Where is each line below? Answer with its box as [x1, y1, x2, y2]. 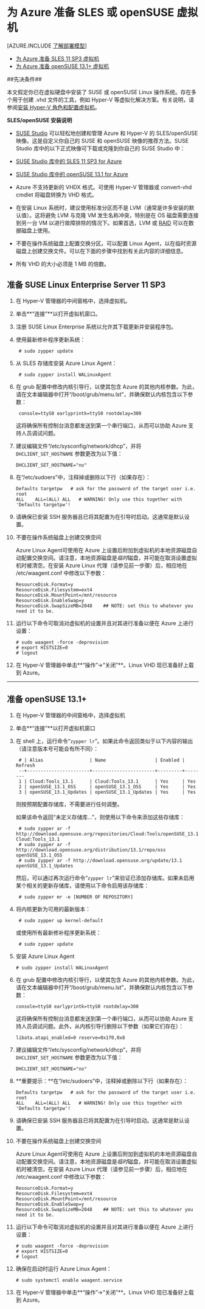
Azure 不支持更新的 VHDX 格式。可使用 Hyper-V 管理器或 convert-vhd [15, 183, 192, 190]
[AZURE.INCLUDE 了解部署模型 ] [7, 42, 87, 49]
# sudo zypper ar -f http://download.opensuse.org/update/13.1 [18, 857, 182, 864]
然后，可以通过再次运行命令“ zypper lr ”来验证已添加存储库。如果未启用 [15, 874, 195, 881]
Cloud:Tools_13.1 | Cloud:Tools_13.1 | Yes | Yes [29, 778, 196, 785]
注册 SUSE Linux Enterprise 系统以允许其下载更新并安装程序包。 [15, 323, 177, 330]
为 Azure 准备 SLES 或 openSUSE [7, 5, 175, 19]
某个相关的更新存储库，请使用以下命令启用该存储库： [15, 881, 150, 889]
